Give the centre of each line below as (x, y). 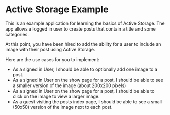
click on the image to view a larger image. (56, 96)
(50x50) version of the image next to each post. (62, 107)
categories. (17, 34)
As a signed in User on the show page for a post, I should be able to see (88, 80)
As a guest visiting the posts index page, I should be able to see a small (87, 102)
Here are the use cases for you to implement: (53, 59)
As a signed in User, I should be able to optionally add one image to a (85, 69)
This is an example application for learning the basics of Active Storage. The (85, 23)
